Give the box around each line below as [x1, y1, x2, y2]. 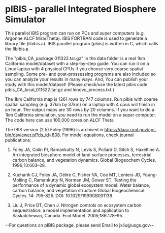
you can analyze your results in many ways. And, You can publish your [5, 76, 149, 82]
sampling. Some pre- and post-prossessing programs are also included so [5, 71, 156, 77]
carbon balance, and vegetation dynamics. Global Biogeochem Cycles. [12, 157, 157, 163]
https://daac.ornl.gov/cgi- [104, 126, 157, 132]
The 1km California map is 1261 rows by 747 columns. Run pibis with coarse [5, 96, 158, 102]
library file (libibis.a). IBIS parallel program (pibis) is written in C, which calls [5, 40, 159, 46]
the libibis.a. [5, 46, 30, 52]
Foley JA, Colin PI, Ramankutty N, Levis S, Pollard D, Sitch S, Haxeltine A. [12, 146, 161, 152]
